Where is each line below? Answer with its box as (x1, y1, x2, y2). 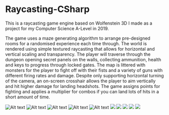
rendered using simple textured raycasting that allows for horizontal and (5, 46, 155, 52)
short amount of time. (5, 94, 50, 100)
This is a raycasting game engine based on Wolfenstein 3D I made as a (5, 20, 152, 26)
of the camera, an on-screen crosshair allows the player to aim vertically (5, 78, 156, 84)
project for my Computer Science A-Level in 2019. (5, 25, 109, 31)
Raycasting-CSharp (5, 4, 90, 15)
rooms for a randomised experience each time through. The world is (5, 40, 147, 46)
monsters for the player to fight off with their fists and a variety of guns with (5, 67, 163, 73)
